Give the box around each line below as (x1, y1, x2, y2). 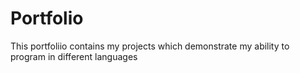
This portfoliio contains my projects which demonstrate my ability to (10, 40, 290, 52)
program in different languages (10, 50, 138, 62)
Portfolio (10, 7, 84, 30)
